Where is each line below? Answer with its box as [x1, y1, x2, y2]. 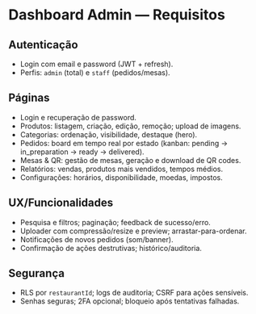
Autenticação [8, 38, 78, 52]
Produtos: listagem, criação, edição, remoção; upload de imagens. [19, 121, 241, 131]
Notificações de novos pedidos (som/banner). [19, 234, 174, 244]
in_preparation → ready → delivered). [19, 147, 145, 157]
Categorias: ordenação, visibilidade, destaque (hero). [19, 129, 198, 139]
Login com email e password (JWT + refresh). [19, 59, 174, 69]
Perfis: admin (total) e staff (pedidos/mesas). [19, 68, 171, 77]
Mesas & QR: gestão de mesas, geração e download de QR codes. [19, 155, 241, 165]
